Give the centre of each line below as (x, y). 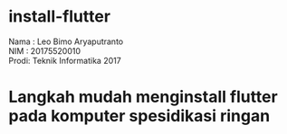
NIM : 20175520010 (45, 50)
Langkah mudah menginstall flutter (143, 97)
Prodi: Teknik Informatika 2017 (65, 60)
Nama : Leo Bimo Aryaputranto (66, 41)
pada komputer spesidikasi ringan (139, 116)
